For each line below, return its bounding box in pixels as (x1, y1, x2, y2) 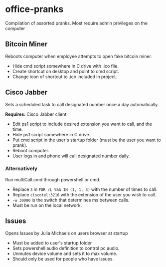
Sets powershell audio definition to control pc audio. (12, 245, 120, 251)
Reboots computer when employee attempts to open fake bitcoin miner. (5, 53, 152, 59)
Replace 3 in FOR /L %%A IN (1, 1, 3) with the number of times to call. (12, 186, 158, 192)
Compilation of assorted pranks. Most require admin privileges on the (5, 20, 148, 26)
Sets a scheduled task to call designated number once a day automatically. (5, 101, 159, 107)
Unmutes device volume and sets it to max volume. (12, 250, 118, 256)
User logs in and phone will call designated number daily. (12, 153, 130, 159)
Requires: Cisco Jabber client (5, 111, 67, 117)
